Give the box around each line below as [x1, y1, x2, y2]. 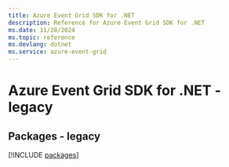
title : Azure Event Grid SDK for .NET [8, 11, 135, 20]
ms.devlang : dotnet [8, 41, 72, 49]
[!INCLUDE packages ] [8, 151, 79, 159]
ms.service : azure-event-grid [8, 48, 107, 56]
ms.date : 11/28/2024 [8, 26, 76, 34]
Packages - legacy [8, 129, 100, 143]
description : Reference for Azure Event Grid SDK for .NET [8, 19, 205, 27]
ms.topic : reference [8, 33, 76, 42]
